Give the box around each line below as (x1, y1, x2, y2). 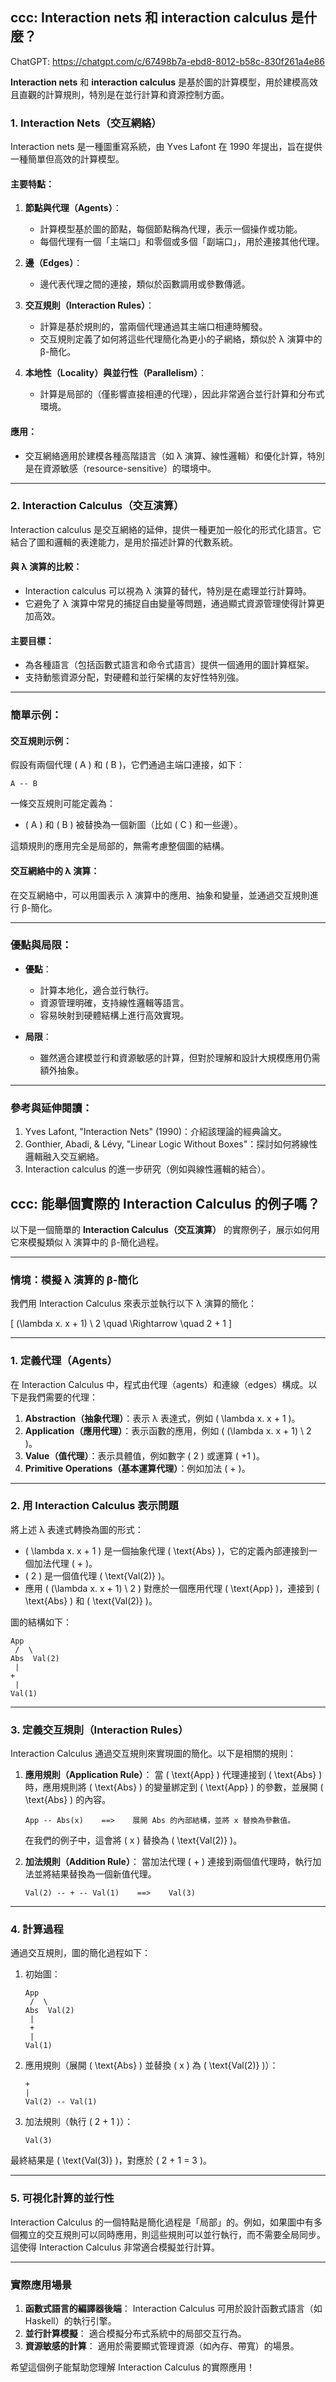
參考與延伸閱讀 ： (10, 1101, 93, 1115)
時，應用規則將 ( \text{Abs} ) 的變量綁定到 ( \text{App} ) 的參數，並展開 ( (24, 1781, 324, 1793)
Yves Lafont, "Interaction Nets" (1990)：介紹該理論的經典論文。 (24, 1126, 288, 1138)
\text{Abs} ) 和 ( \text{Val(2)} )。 (24, 1594, 158, 1607)
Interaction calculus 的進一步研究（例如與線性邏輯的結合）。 (24, 1163, 271, 1175)
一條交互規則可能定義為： (10, 798, 116, 810)
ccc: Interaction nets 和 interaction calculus (10, 9, 288, 27)
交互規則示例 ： (10, 734, 72, 747)
